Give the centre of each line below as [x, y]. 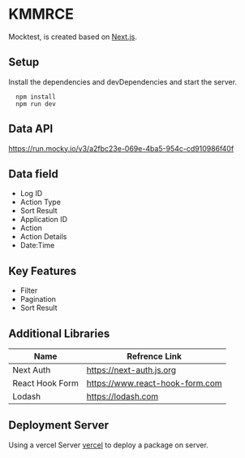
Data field [33, 174]
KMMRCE [41, 14]
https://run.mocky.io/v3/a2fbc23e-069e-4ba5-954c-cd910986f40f [121, 148]
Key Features [43, 270]
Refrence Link [155, 356]
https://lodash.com [122, 397]
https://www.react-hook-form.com [154, 383]
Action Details [43, 237]
